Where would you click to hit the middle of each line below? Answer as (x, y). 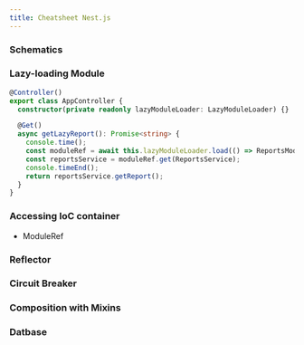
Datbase (28, 332)
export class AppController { (66, 101)
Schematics (36, 49)
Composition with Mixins (65, 308)
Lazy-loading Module (57, 73)
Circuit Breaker (43, 283)
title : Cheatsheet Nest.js (60, 18)
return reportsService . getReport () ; (95, 176)
